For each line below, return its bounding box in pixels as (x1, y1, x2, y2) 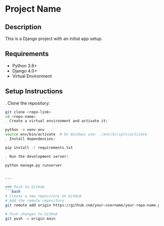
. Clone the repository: (5, 100, 50, 106)
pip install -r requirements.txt (5, 145, 73, 150)
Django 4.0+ (12, 68, 38, 74)
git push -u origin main (5, 216, 56, 221)
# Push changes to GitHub (5, 211, 58, 216)
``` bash (5, 189, 21, 194)
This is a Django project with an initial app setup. (5, 36, 103, 41)
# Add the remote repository (5, 198, 64, 203)
